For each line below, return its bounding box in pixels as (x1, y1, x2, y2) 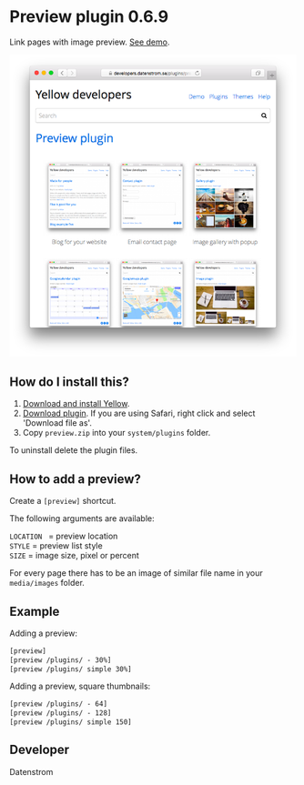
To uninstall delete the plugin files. (9, 445, 138, 456)
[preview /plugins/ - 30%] (9, 656, 112, 665)
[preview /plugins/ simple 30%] (9, 665, 132, 674)
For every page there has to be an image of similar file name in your (9, 568, 263, 579)
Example (9, 603, 60, 619)
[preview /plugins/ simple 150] (9, 718, 132, 727)
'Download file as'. (22, 418, 93, 428)
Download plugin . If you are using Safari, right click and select (22, 408, 256, 419)
